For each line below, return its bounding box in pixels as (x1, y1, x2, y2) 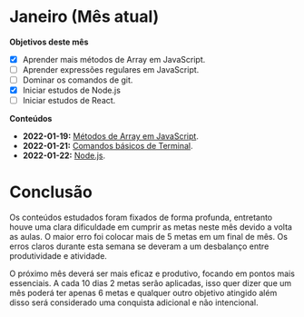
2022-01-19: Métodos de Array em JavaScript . (22, 131, 200, 142)
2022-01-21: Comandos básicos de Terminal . (22, 141, 193, 152)
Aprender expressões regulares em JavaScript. (22, 64, 200, 74)
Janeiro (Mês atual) (9, 6, 160, 27)
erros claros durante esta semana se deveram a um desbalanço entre (9, 241, 270, 252)
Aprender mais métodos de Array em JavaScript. (22, 54, 206, 64)
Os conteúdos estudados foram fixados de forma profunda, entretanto (9, 212, 273, 223)
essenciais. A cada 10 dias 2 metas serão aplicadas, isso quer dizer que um (9, 278, 292, 289)
